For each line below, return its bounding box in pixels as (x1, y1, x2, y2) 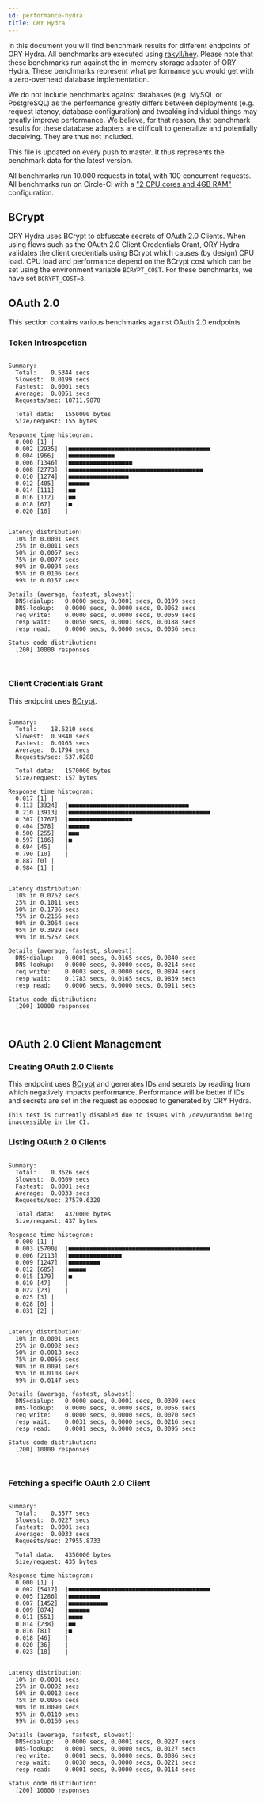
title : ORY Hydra (8, 19, 66, 27)
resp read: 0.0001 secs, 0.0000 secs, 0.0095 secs (15, 1425, 196, 1432)
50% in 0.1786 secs (15, 905, 80, 913)
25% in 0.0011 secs (15, 542, 80, 550)
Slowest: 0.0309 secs (15, 1175, 90, 1183)
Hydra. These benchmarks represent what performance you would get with (8, 66, 255, 75)
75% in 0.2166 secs (15, 912, 80, 920)
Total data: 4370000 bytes (15, 1210, 112, 1218)
